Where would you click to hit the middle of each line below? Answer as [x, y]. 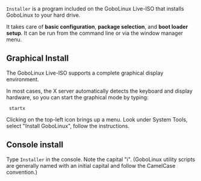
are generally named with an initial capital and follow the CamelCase [91, 165]
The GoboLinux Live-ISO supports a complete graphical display [85, 73]
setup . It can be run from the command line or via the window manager [95, 33]
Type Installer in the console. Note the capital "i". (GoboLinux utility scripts [101, 159]
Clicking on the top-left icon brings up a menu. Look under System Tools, [97, 119]
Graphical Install [38, 59]
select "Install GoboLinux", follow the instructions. [68, 126]
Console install [35, 145]
